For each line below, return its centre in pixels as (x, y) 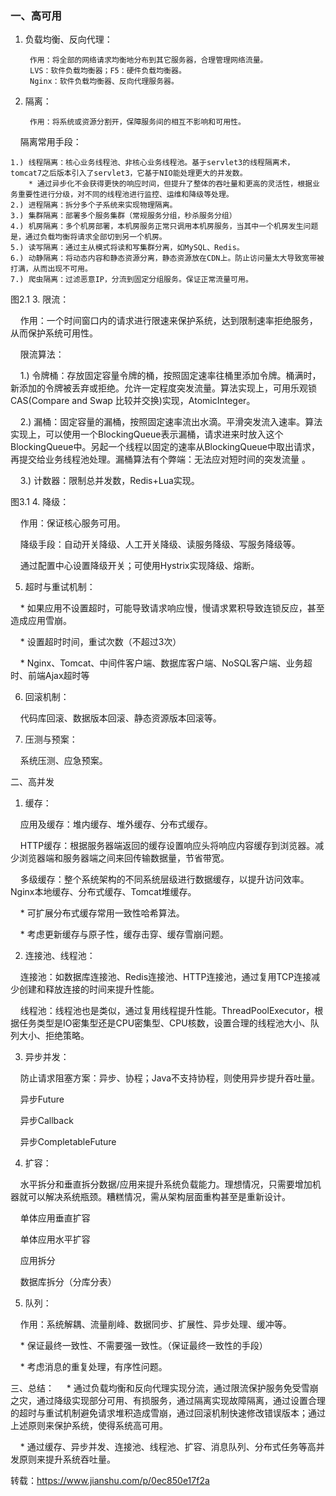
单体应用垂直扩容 (55, 1218)
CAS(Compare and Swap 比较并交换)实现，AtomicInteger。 (133, 401)
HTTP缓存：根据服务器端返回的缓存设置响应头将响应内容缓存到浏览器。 (167, 846)
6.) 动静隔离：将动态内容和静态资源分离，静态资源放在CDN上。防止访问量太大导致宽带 (164, 258)
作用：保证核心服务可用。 (72, 523)
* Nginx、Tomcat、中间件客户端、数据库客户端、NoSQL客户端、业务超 (166, 663)
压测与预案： (51, 739)
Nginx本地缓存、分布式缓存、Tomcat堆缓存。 (103, 892)
